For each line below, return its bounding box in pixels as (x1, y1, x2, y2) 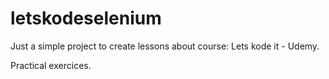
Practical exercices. (10, 59, 92, 71)
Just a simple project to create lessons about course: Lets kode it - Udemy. (10, 40, 320, 52)
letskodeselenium (10, 7, 162, 30)
